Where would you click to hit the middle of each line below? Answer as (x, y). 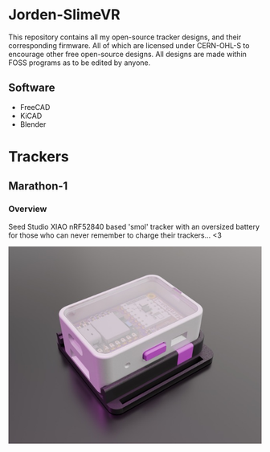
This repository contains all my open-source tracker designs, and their (125, 37)
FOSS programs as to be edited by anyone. (80, 63)
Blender (33, 124)
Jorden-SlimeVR (64, 15)
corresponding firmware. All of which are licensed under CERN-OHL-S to (129, 45)
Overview (28, 209)
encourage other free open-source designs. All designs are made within (128, 54)
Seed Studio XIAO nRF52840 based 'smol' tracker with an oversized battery (134, 226)
